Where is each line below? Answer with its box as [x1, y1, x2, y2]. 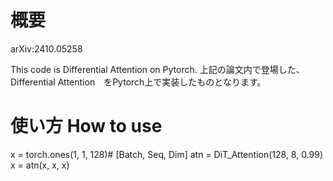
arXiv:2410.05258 [10, 42, 83, 55]
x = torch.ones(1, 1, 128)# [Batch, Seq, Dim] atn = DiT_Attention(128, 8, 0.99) [10, 148, 324, 160]
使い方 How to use [10, 115, 163, 138]
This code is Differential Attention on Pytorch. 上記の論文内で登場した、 [10, 63, 305, 75]
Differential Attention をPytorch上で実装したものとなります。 [10, 76, 267, 88]
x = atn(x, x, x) [10, 159, 70, 171]
